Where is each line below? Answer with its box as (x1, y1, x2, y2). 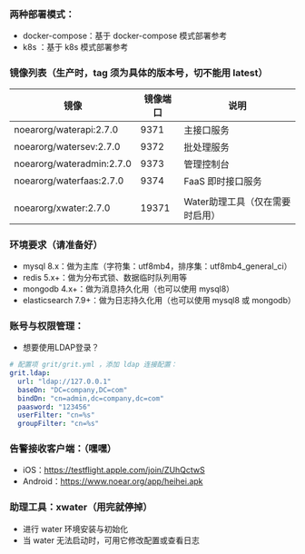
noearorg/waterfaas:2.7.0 (14, 174, 124, 187)
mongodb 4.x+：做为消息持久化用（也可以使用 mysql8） (22, 283, 234, 294)
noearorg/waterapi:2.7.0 (14, 123, 119, 135)
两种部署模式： (9, 7, 75, 20)
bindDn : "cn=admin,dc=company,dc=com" (17, 393, 165, 403)
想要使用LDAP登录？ (22, 342, 100, 353)
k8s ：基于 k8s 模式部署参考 (22, 42, 129, 53)
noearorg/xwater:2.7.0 (14, 202, 111, 214)
